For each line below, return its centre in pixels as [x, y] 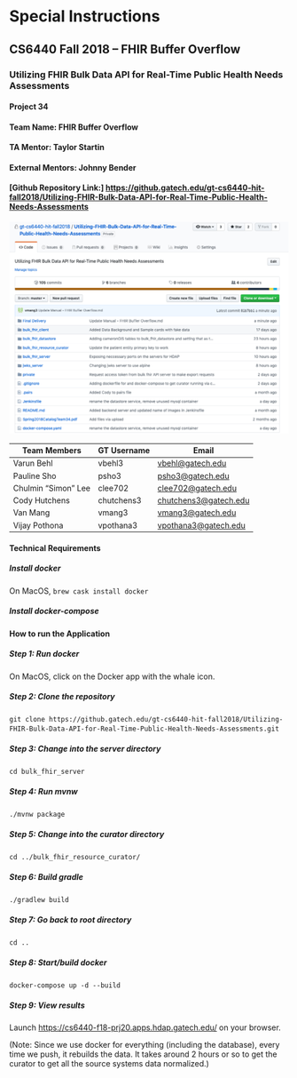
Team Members [51, 451]
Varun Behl [33, 463]
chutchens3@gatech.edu [203, 500]
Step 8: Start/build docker [58, 962]
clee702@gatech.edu [197, 488]
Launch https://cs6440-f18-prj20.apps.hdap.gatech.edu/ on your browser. [145, 1027]
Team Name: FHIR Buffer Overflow [74, 127]
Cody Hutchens [42, 500]
